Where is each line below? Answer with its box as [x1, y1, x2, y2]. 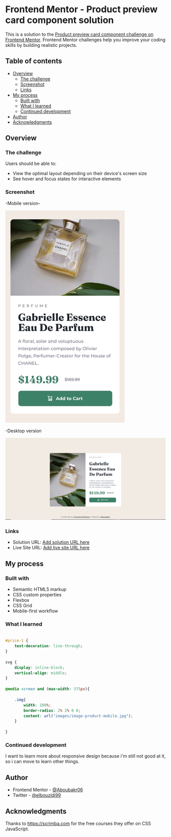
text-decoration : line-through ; [14, 644, 83, 649]
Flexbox [12, 597, 30, 603]
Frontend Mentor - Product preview [5, 4, 158, 15]
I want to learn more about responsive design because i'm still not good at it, [5, 753, 166, 759]
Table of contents [5, 57, 62, 66]
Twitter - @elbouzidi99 [12, 792, 61, 798]
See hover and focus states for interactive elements [12, 176, 121, 182]
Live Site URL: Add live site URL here [12, 545, 90, 551]
